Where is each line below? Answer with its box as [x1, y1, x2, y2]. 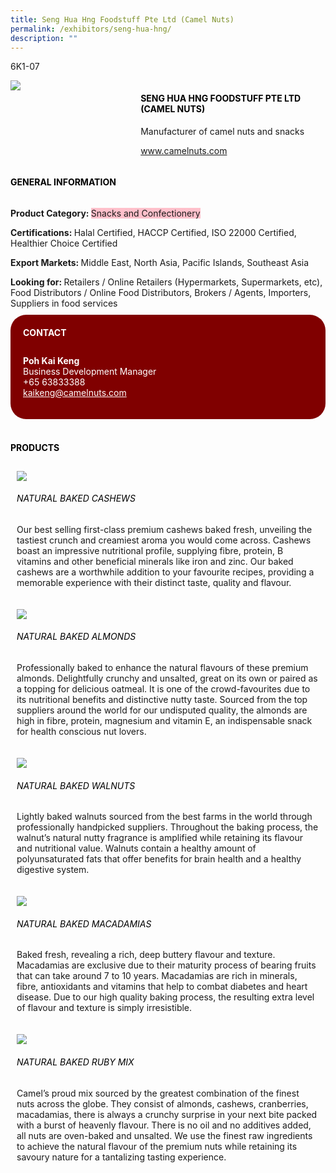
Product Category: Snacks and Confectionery [10, 207, 201, 219]
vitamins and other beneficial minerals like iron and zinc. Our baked [16, 555, 294, 567]
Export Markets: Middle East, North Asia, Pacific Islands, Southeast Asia [10, 256, 310, 268]
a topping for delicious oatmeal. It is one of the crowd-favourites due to [16, 683, 311, 695]
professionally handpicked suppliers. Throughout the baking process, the [16, 821, 319, 833]
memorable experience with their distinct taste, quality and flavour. [16, 576, 292, 588]
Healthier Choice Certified [10, 237, 118, 249]
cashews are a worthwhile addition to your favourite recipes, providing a [16, 566, 315, 578]
